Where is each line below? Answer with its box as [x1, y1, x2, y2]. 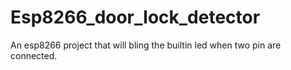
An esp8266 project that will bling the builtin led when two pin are [10, 39, 282, 51]
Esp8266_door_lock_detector [10, 6, 261, 29]
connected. [10, 49, 58, 61]
